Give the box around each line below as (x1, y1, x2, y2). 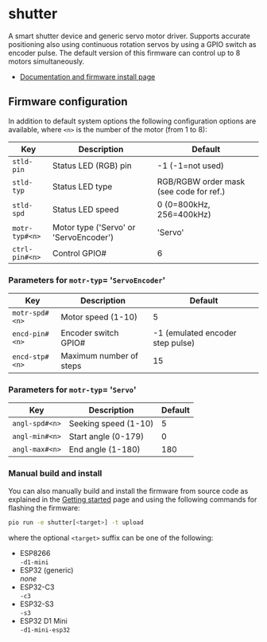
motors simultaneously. (8, 57, 85, 66)
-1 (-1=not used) (157, 160, 225, 171)
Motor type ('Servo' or (52, 221, 136, 233)
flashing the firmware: (8, 503, 81, 512)
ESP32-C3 (19, 582, 55, 592)
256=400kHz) (157, 209, 212, 220)
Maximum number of (60, 350, 139, 362)
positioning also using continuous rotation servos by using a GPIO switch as (8, 39, 257, 49)
